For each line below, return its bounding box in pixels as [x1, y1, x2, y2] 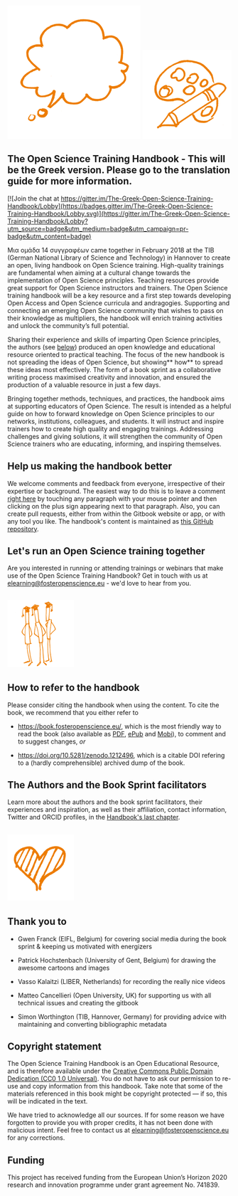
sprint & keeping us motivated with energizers [17, 942, 153, 951]
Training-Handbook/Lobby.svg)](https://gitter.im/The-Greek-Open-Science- [7, 209, 230, 218]
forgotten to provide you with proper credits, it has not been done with [7, 1118, 213, 1127]
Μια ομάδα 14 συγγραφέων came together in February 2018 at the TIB [7, 245, 215, 254]
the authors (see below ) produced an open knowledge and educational [7, 342, 215, 351]
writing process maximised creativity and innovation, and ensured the [7, 373, 212, 381]
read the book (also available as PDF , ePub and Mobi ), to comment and [17, 729, 226, 738]
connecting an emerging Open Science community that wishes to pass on [7, 306, 224, 314]
